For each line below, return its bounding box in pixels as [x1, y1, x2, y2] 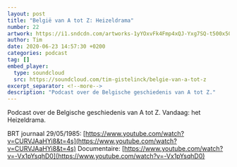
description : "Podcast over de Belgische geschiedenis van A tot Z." [7, 89, 217, 96]
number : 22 [7, 23, 39, 30]
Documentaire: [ [77, 144, 125, 153]
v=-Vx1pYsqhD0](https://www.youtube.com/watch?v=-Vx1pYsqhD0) [7, 152, 205, 161]
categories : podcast [7, 50, 68, 57]
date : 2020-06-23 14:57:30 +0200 [7, 43, 106, 50]
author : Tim [7, 37, 42, 44]
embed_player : [7, 63, 49, 70]
